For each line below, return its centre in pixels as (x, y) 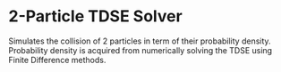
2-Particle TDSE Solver (95, 16)
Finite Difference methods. (57, 60)
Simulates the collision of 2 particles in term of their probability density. (140, 41)
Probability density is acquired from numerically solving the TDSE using (140, 50)
